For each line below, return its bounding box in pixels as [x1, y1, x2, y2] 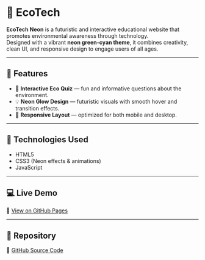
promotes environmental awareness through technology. [6, 32, 149, 39]
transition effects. [15, 104, 60, 112]
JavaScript [15, 164, 43, 171]
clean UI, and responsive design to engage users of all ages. [6, 45, 159, 52]
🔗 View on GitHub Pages [6, 207, 68, 214]
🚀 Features [6, 68, 48, 79]
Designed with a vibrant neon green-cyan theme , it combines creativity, [6, 38, 189, 46]
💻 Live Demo [6, 187, 58, 198]
